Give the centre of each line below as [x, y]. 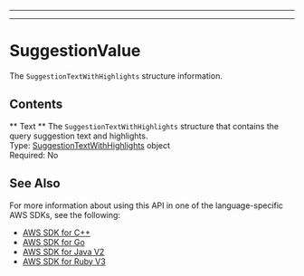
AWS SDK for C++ [56, 233]
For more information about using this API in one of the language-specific [146, 205]
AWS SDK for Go [54, 242]
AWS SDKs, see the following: [65, 214]
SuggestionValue [75, 51]
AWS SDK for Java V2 [63, 252]
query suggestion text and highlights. [79, 136]
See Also [35, 183]
